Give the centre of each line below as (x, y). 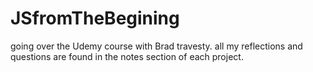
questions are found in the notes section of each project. (127, 56)
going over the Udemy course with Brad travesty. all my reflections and (156, 46)
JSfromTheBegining (95, 18)
